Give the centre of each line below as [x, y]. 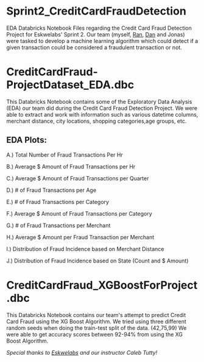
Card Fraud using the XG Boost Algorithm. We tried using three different [97, 321]
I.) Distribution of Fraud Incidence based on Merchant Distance [85, 249]
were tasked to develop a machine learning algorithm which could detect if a [102, 41]
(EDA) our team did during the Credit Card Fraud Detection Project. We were [102, 108]
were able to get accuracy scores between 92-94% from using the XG [95, 334]
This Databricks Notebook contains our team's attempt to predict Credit [96, 315]
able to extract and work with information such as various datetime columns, [102, 114]
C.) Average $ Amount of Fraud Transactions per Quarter [78, 178]
